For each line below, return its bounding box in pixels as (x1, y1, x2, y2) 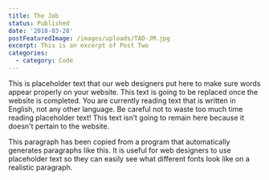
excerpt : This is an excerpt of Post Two (8, 42, 149, 50)
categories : (8, 49, 48, 57)
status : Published (8, 19, 70, 27)
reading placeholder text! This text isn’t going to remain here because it (8, 112, 245, 122)
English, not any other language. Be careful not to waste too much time (8, 104, 243, 113)
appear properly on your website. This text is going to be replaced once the (8, 87, 259, 96)
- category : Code (15, 57, 74, 65)
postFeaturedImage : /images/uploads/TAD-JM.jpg (8, 34, 171, 43)
